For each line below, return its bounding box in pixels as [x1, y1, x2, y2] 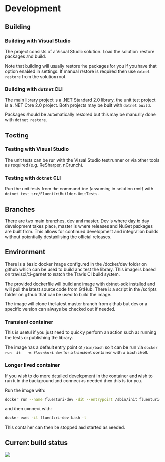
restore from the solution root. [5, 73, 67, 79]
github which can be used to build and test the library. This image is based [5, 266, 156, 272]
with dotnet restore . [5, 117, 47, 123]
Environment [5, 248, 46, 256]
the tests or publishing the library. [5, 335, 73, 341]
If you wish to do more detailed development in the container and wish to [5, 373, 153, 379]
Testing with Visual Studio [5, 146, 69, 153]
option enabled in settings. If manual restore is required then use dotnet [5, 68, 150, 74]
